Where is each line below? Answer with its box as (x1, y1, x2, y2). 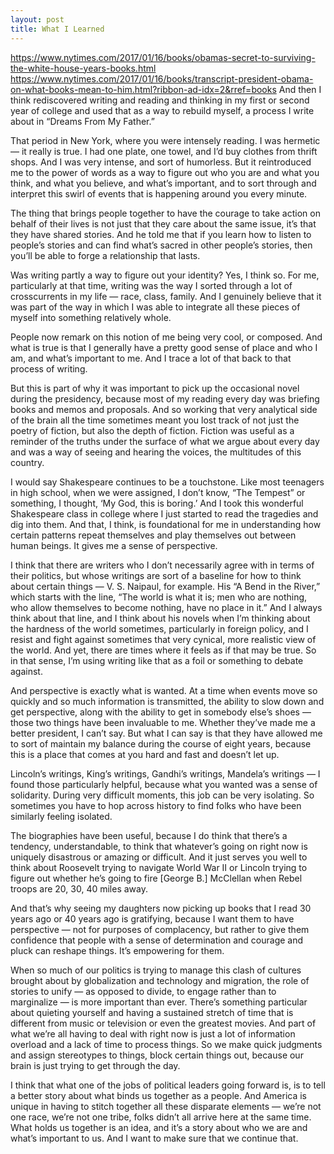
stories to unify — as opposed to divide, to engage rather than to (10, 985, 277, 997)
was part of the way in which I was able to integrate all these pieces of (10, 301, 301, 313)
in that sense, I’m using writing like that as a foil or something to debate (10, 654, 304, 666)
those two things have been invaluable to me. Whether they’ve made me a (10, 716, 316, 728)
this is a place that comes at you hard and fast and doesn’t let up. (10, 748, 280, 760)
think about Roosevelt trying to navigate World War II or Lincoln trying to (10, 861, 308, 873)
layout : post (10, 14, 65, 25)
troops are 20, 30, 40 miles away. (10, 882, 148, 895)
